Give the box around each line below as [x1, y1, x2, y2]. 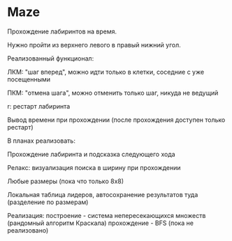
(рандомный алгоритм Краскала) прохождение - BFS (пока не [7, 219, 194, 227]
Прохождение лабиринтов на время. [7, 27, 117, 36]
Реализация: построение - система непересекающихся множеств [7, 211, 206, 219]
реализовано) [7, 226, 49, 234]
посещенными [7, 75, 51, 84]
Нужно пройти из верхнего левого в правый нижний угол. [7, 40, 182, 49]
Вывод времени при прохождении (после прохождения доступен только [7, 116, 226, 124]
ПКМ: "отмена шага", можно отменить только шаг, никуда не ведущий [7, 88, 219, 97]
